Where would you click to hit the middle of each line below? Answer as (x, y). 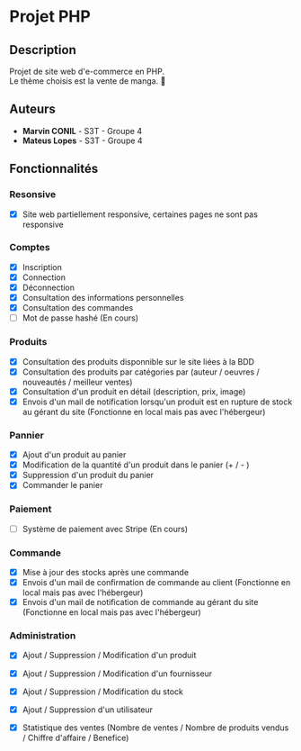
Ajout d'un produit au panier (74, 455)
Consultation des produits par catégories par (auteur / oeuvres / (141, 372)
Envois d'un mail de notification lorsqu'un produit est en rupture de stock (157, 402)
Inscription (42, 267)
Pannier (27, 435)
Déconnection (48, 287)
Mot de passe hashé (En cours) (80, 318)
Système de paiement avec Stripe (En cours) (105, 529)
